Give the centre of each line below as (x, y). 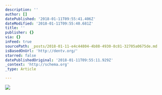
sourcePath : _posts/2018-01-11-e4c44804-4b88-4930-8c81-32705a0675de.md (81, 46)
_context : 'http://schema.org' (37, 64)
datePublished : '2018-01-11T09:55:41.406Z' (50, 19)
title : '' (15, 28)
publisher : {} (20, 32)
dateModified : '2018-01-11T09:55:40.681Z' (49, 23)
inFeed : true (18, 42)
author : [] (16, 14)
